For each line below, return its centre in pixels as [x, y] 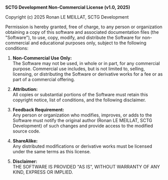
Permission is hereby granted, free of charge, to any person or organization [84, 27]
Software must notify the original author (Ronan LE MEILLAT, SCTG [82, 120]
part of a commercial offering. [44, 79]
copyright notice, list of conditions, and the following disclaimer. [79, 100]
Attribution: [25, 89]
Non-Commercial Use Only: [42, 58]
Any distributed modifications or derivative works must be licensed [82, 146]
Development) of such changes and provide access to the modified [83, 126]
